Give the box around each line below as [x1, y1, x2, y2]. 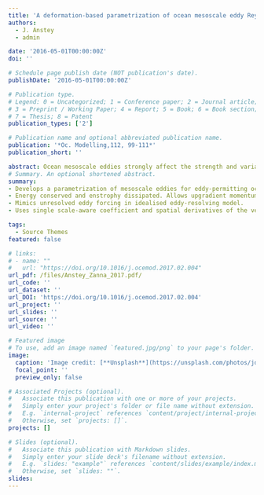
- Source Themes [15, 228, 68, 236]
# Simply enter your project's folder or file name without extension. [8, 402, 255, 410]
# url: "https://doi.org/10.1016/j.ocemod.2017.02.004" [8, 264, 202, 272]
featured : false [8, 235, 61, 244]
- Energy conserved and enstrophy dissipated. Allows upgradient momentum [8, 192, 258, 200]
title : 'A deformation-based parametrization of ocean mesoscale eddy [8, 11, 244, 20]
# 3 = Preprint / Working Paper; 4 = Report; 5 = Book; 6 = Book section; [8, 105, 258, 113]
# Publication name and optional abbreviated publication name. [8, 134, 223, 142]
